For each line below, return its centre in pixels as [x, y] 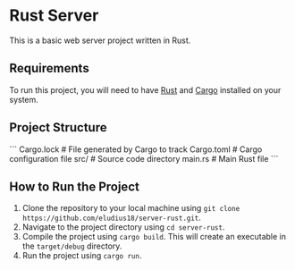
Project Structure [58, 127]
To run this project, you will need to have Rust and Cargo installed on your [145, 89]
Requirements [49, 68]
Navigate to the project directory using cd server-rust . [123, 227]
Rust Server [54, 16]
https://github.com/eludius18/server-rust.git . [111, 218]
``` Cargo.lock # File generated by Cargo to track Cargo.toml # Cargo [136, 149]
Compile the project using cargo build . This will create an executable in [154, 237]
